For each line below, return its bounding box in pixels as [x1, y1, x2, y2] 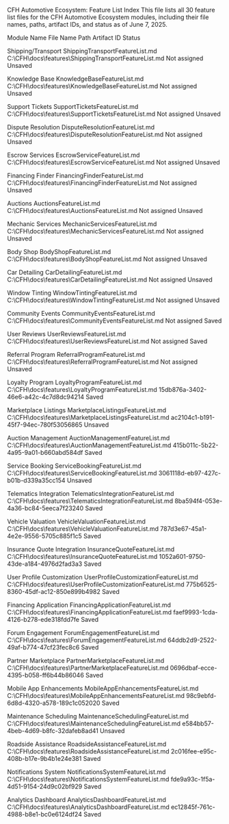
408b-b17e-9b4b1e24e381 [7, 755, 82, 762]
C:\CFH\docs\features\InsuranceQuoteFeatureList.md [7, 553, 158, 560]
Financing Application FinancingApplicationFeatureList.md [7, 601, 171, 609]
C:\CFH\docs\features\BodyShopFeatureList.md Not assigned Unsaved [7, 255, 207, 263]
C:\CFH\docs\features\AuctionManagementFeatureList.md [7, 441, 172, 449]
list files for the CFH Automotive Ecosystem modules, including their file [7, 13, 209, 21]
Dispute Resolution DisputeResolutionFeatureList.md [7, 123, 155, 131]
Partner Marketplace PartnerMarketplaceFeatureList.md [7, 657, 165, 664]
